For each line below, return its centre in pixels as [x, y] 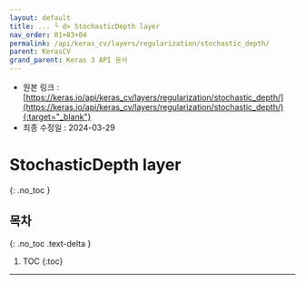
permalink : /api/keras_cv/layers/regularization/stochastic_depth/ [140, 43]
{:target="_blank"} [57, 117]
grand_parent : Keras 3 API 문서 [69, 60]
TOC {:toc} [43, 261]
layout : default [40, 18]
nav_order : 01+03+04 [49, 35]
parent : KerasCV [40, 52]
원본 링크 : [41, 87]
